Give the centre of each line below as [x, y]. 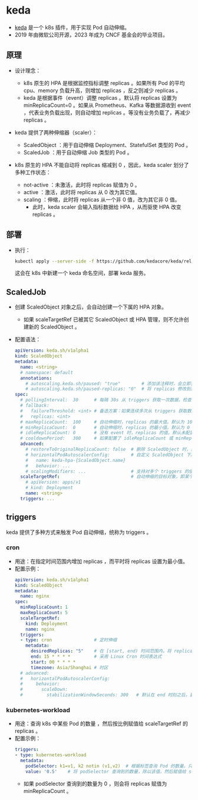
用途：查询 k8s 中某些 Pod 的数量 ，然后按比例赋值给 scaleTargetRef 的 [101, 724]
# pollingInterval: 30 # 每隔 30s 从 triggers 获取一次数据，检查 [106, 400]
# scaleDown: [44, 690]
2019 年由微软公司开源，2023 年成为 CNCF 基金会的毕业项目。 [91, 35]
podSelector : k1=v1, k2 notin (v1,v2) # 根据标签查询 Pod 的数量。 [107, 766]
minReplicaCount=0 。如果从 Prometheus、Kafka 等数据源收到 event [107, 105]
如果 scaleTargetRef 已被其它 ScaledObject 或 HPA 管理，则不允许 [103, 320]
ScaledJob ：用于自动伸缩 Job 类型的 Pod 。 [78, 152]
